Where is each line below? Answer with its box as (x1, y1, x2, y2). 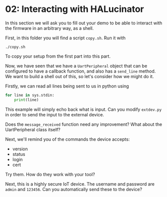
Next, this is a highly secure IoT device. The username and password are (5, 181, 155, 187)
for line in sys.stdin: (5, 93, 55, 98)
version (12, 146, 28, 152)
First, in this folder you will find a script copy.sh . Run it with (5, 35, 126, 41)
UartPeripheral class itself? (5, 126, 61, 132)
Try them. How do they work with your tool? (5, 171, 95, 177)
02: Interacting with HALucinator (5, 3, 144, 15)
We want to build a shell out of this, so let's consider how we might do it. (5, 73, 154, 79)
